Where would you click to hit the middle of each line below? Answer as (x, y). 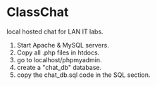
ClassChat (38, 12)
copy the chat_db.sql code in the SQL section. (83, 75)
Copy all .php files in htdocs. (58, 52)
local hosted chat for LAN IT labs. (55, 31)
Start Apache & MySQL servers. (63, 45)
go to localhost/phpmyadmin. (59, 59)
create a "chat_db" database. (59, 67)
